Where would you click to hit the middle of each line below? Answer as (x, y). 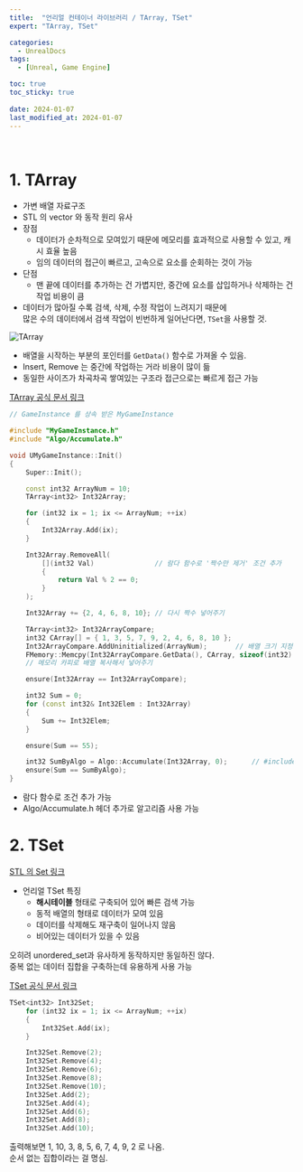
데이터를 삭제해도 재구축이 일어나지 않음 (106, 924)
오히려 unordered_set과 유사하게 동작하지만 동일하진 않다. (112, 955)
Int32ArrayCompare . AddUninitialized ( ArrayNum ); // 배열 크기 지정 (159, 646)
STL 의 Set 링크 (37, 872)
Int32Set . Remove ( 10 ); (66, 1086)
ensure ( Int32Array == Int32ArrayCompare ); (106, 680)
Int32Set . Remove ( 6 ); (64, 1070)
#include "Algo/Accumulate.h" (66, 439)
